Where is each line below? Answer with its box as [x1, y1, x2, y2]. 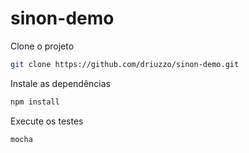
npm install [10, 97, 60, 107]
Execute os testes [10, 115, 84, 127]
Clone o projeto [10, 40, 75, 52]
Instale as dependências [10, 77, 111, 89]
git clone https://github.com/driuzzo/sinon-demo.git [10, 59, 240, 69]
